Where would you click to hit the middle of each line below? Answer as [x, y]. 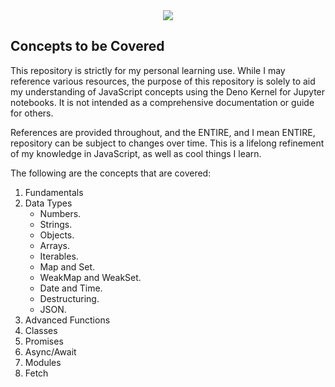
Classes [41, 330]
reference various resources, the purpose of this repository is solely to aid [163, 81]
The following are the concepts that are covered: [111, 173]
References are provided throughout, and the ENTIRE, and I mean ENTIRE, [163, 132]
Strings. [56, 224]
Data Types [48, 203]
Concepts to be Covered [87, 46]
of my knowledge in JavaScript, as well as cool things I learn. [136, 153]
